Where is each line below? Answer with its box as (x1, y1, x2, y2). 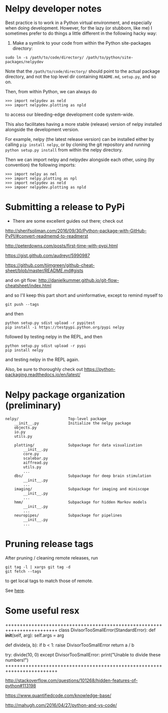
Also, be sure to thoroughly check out (5, 366, 83, 372)
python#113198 (5, 682, 36, 688)
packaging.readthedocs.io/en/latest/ (5, 372, 81, 378)
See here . (5, 587, 25, 593)
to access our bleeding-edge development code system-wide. (5, 111, 134, 117)
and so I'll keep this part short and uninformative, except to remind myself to (5, 292, 163, 298)
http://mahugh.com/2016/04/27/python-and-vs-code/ (5, 702, 117, 708)
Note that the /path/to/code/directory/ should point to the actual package (5, 68, 160, 74)
